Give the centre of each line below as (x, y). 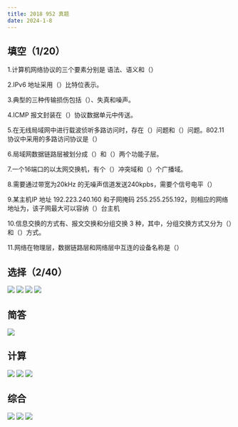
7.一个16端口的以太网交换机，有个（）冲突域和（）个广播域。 (97, 169)
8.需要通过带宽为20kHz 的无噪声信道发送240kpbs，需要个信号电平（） (112, 184)
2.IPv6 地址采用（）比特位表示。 (55, 85)
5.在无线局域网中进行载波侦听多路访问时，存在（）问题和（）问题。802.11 (116, 130)
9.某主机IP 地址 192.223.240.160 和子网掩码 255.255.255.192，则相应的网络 (118, 199)
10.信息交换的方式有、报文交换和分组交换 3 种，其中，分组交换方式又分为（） (120, 223)
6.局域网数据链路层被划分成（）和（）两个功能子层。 (85, 154)
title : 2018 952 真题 (38, 14)
